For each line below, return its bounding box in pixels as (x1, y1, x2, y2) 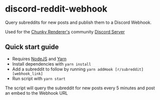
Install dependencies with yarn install (12, 61, 91, 67)
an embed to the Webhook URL (5, 90, 68, 96)
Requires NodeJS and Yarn (12, 56, 67, 62)
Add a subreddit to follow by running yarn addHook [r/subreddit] (12, 66, 144, 72)
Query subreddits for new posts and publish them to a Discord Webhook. (5, 19, 152, 25)
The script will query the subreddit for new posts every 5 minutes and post (5, 85, 155, 91)
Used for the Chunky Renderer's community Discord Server (5, 29, 125, 34)
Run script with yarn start (12, 75, 66, 81)
